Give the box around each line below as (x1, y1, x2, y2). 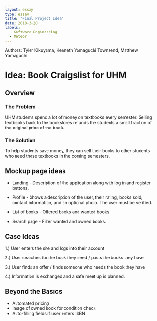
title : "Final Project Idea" (5, 16, 64, 21)
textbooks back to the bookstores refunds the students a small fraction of (5, 119, 152, 125)
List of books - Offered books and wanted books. (12, 209, 110, 215)
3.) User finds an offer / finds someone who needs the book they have (5, 264, 145, 270)
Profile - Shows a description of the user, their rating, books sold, (12, 194, 143, 200)
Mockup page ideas (5, 167, 66, 175)
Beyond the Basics (5, 288, 63, 296)
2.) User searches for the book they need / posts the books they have (5, 255, 144, 260)
